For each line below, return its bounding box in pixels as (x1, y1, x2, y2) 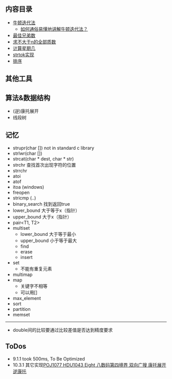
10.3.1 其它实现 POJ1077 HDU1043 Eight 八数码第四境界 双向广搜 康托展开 (12, 362, 166, 368)
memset (12, 311, 30, 317)
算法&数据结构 (5, 93, 51, 102)
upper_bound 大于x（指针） (12, 213, 72, 220)
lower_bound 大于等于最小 (20, 231, 76, 237)
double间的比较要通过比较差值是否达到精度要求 (12, 327, 113, 333)
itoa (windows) (12, 184, 45, 190)
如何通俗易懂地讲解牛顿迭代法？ (20, 26, 88, 32)
